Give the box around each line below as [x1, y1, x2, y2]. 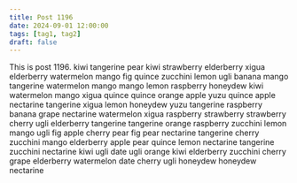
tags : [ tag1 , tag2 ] [9, 29, 82, 38]
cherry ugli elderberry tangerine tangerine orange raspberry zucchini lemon [9, 118, 287, 129]
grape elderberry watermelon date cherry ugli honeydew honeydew [9, 156, 257, 166]
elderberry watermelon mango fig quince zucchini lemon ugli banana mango [9, 72, 289, 82]
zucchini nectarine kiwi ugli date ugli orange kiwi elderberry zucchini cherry [9, 147, 286, 157]
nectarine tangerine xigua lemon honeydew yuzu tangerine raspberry [9, 99, 263, 111]
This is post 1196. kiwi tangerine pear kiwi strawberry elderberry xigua [9, 62, 266, 72]
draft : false [9, 37, 58, 47]
